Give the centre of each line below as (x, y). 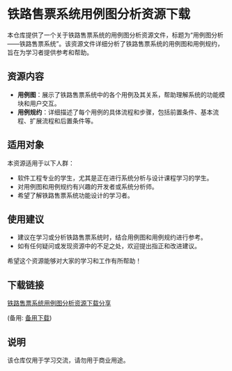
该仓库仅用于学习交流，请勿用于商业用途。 (68, 360)
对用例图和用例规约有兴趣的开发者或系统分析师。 (87, 186)
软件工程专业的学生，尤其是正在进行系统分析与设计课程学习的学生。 (115, 178)
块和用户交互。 (39, 103)
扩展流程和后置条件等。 (63, 121)
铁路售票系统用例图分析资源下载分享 (59, 303)
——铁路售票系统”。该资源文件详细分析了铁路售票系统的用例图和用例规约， (116, 43)
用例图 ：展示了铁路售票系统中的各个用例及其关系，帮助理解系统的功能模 (121, 94)
